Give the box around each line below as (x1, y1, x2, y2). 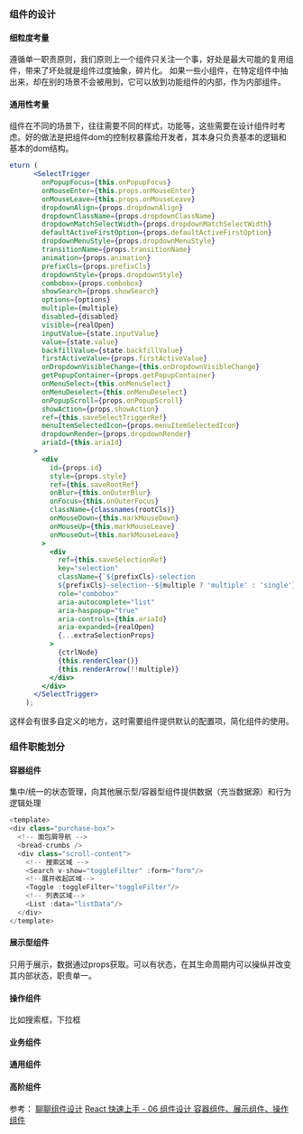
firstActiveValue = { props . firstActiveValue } (41, 354, 207, 363)
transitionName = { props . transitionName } (41, 246, 192, 255)
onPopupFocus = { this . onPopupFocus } (41, 178, 171, 187)
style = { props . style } (49, 471, 127, 480)
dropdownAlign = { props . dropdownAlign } (41, 203, 183, 212)
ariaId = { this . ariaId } (41, 438, 124, 448)
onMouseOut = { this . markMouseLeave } (49, 530, 179, 539)
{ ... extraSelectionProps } (57, 631, 155, 640)
